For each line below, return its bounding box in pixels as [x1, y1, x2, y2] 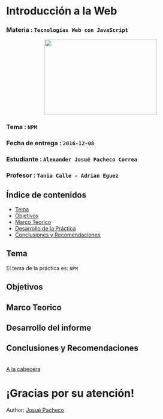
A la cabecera [6, 365, 41, 373]
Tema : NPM [6, 123, 38, 131]
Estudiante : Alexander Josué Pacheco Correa [6, 155, 138, 163]
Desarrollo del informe [6, 322, 92, 333]
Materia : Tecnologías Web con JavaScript [6, 26, 129, 34]
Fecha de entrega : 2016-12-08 [6, 139, 95, 148]
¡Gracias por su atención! [6, 386, 135, 400]
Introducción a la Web [6, 4, 117, 18]
